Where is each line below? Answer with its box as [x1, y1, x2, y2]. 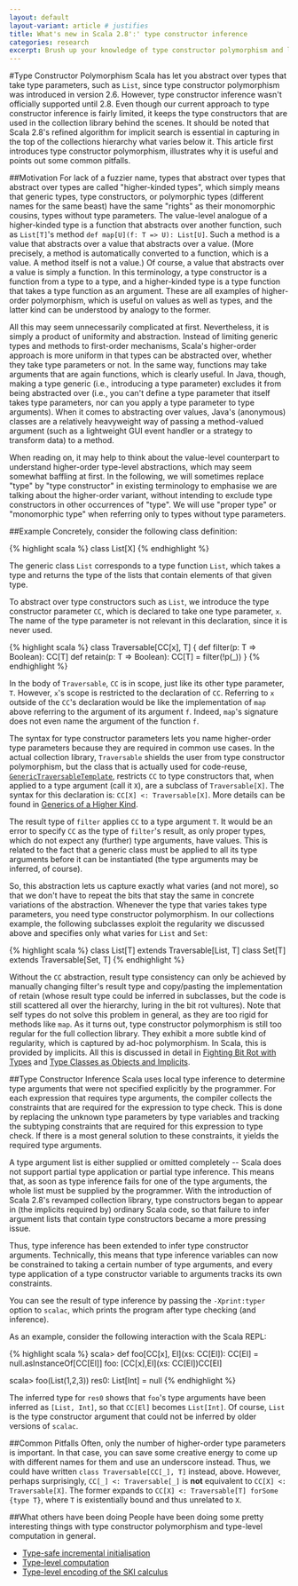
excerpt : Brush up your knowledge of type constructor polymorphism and [9, 46, 284, 55]
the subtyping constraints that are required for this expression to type [9, 1121, 263, 1132]
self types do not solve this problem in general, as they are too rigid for [9, 1010, 269, 1020]
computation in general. [9, 1531, 96, 1542]
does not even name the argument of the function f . [9, 716, 200, 726]
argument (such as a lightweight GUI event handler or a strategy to [9, 425, 253, 436]
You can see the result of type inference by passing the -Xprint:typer [9, 1296, 266, 1306]
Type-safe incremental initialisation [21, 1548, 151, 1558]
